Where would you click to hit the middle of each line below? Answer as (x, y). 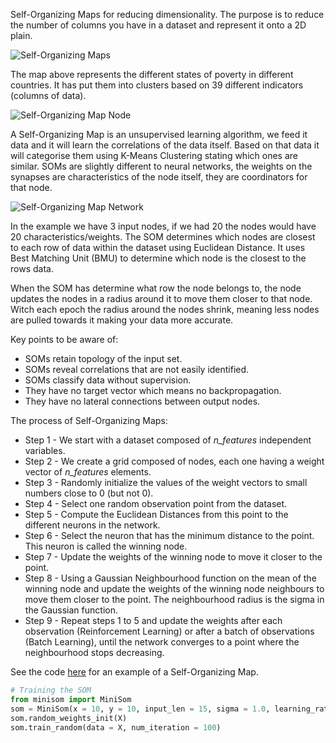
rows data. (32, 268)
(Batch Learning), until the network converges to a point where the (162, 642)
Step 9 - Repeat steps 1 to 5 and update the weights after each (153, 620)
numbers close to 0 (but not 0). (89, 493)
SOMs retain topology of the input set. (103, 358)
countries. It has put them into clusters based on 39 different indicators (157, 85)
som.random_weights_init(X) (69, 718)
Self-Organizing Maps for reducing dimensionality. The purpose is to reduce (167, 14)
